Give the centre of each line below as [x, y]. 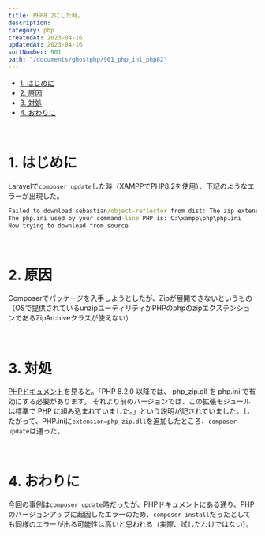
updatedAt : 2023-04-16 [45, 45]
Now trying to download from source [68, 226]
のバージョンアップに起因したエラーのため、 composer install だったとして [129, 515]
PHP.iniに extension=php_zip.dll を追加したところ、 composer [140, 421]
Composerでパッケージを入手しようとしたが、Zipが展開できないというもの [130, 298]
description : [30, 23]
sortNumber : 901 [35, 52]
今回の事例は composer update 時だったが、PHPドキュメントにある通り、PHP [131, 504]
